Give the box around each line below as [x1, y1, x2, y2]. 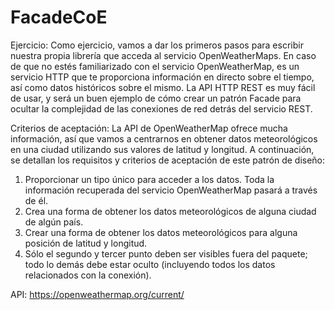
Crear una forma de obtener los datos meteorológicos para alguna [24, 226, 298, 238]
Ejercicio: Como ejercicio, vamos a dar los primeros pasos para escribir [10, 39, 304, 51]
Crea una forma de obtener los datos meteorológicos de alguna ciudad [24, 205, 317, 217]
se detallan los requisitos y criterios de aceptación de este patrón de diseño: [10, 154, 326, 166]
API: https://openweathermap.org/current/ [10, 288, 185, 300]
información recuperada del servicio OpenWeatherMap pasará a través [24, 184, 318, 196]
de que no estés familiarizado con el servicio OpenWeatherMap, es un [10, 60, 300, 72]
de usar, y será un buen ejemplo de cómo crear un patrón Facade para [10, 92, 302, 104]
